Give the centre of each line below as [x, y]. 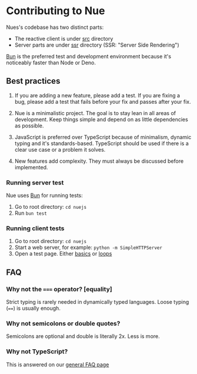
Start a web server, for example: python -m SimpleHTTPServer [89, 247]
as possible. [29, 126]
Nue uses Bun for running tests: [45, 195]
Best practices [33, 81]
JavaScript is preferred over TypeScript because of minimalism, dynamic [103, 137]
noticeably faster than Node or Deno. [51, 63]
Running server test [35, 182]
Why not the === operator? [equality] [59, 289]
